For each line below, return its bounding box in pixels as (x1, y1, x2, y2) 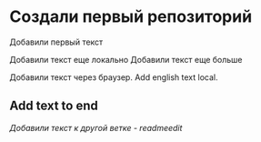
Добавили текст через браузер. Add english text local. (9, 71, 218, 83)
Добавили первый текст (9, 36, 104, 47)
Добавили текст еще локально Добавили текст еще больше (9, 54, 243, 65)
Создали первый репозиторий (9, 6, 253, 27)
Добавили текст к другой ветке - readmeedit (9, 122, 183, 133)
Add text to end (9, 98, 98, 114)
